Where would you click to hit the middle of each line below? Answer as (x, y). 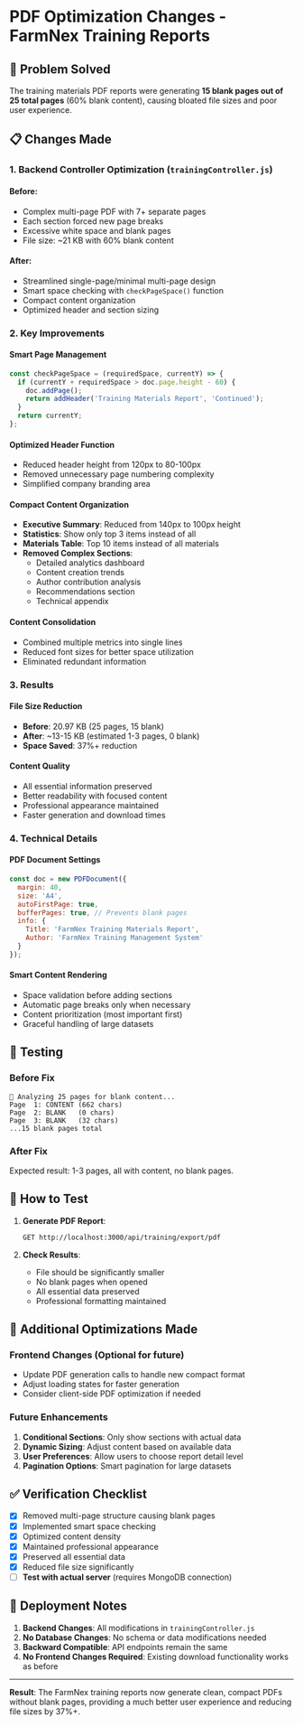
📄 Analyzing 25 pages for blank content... (92, 1096)
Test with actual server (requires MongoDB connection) (127, 1577)
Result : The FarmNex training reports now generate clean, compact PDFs (146, 1692)
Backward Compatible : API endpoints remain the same (125, 1647)
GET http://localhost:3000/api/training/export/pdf (121, 1237)
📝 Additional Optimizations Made (104, 1329)
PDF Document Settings (55, 860)
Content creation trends (80, 573)
